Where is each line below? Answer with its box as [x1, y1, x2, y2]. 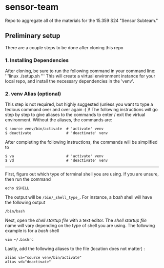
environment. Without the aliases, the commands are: [5, 117, 113, 123]
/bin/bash [5, 209, 25, 214]
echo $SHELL [5, 186, 29, 191]
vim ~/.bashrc [5, 237, 34, 242]
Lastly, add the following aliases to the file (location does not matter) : [5, 246, 145, 252]
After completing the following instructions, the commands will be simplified [5, 139, 158, 145]
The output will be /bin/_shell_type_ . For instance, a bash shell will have [5, 194, 152, 200]
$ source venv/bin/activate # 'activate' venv [5, 126, 104, 132]
